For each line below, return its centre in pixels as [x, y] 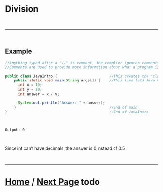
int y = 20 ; [30, 90]
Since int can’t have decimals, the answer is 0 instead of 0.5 [65, 148]
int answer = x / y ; [39, 94]
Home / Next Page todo [53, 182]
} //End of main [76, 107]
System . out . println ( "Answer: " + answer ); [61, 103]
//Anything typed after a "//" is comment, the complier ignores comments [82, 63]
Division [22, 9]
